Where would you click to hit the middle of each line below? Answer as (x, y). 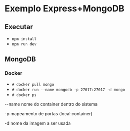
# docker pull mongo (33, 84)
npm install (24, 39)
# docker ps (24, 95)
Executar (19, 27)
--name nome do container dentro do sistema (51, 104)
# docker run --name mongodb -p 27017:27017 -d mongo (68, 90)
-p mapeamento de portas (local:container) (48, 113)
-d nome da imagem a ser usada (38, 123)
